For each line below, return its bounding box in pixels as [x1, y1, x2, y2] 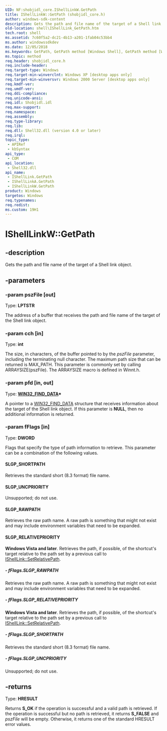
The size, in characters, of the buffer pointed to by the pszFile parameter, [5, 351, 155, 357]
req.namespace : [5, 109, 37, 115]
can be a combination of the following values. [5, 450, 98, 456]
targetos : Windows [5, 193, 43, 198]
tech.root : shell [5, 30, 41, 35]
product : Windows [5, 188, 41, 193]
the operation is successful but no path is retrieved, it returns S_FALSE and [5, 711, 159, 717]
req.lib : [5, 123, 23, 128]
